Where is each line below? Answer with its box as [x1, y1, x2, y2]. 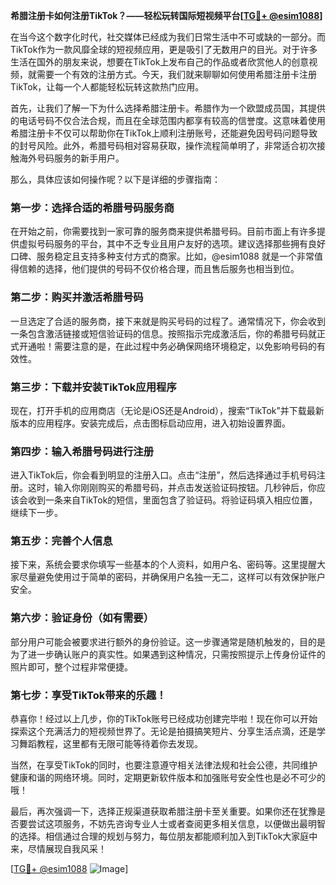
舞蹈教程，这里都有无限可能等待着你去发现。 [18, 738, 203, 750]
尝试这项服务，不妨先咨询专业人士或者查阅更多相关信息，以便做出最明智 [27, 818, 326, 830]
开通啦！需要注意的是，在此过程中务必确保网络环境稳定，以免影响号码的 [18, 340, 317, 352]
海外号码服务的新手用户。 [18, 152, 125, 164]
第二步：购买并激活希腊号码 [10, 290, 144, 304]
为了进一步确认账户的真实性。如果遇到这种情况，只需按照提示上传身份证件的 [10, 648, 326, 660]
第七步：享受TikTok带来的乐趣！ [10, 688, 167, 702]
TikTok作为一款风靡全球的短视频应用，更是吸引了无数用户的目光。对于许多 [10, 44, 318, 55]
